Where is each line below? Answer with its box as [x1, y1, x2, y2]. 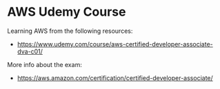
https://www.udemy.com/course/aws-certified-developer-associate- [17, 40, 214, 48]
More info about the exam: [7, 60, 83, 68]
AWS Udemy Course [7, 4, 126, 20]
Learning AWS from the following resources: [7, 27, 133, 35]
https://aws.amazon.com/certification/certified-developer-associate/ [17, 73, 214, 82]
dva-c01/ [17, 47, 43, 55]
